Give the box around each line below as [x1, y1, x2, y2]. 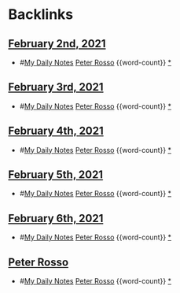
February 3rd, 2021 [8, 80, 104, 94]
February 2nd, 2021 [8, 37, 106, 50]
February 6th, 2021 [8, 211, 104, 225]
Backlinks [8, 6, 74, 24]
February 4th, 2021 [8, 124, 104, 138]
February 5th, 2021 [8, 168, 104, 182]
